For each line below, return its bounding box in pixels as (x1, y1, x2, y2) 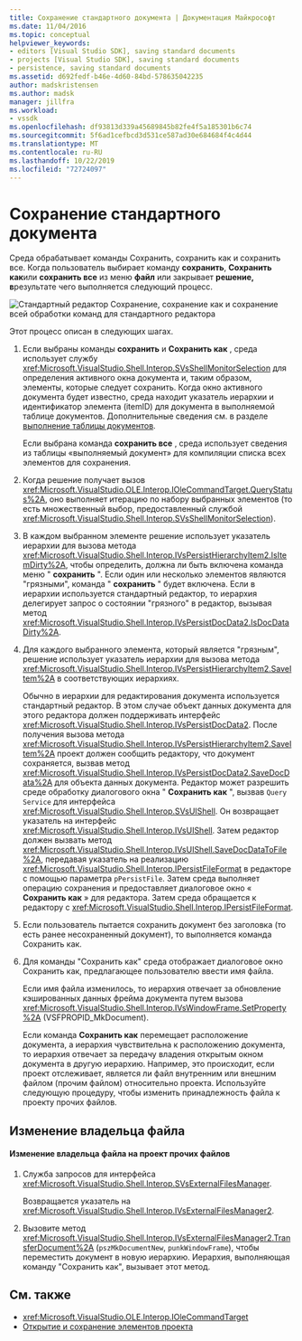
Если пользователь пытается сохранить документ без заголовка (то (22, 920, 287, 930)
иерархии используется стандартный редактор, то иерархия (22, 589, 258, 600)
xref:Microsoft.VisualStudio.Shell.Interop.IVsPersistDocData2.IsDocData (22, 617, 290, 628)
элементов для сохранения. (22, 458, 132, 468)
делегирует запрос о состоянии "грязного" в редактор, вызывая (22, 598, 272, 609)
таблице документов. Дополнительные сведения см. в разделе (22, 411, 269, 421)
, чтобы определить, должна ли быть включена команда (65, 560, 284, 571)
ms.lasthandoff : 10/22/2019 (9, 156, 115, 165)
